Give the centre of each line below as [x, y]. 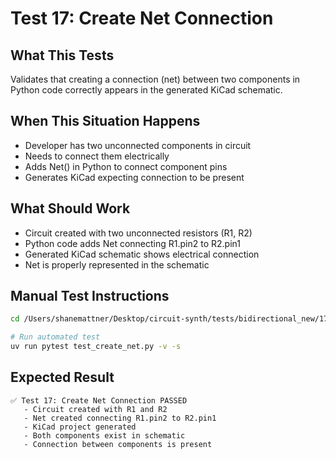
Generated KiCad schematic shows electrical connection [142, 254]
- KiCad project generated [80, 427]
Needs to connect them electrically [97, 156]
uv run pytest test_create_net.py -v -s [96, 347]
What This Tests [62, 55]
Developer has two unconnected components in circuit [138, 145]
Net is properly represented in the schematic [117, 264]
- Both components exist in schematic [104, 435]
